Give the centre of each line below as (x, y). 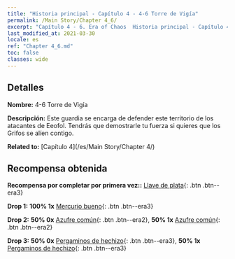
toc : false (23, 53)
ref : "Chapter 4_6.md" (40, 46)
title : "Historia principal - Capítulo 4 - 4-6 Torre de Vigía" (103, 14)
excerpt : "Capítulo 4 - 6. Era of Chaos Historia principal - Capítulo (115, 27)
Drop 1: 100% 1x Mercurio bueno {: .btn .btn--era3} (80, 206)
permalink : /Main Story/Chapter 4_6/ (62, 20)
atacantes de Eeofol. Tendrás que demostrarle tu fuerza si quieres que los (114, 125)
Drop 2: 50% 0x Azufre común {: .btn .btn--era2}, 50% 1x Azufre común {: (114, 220)
